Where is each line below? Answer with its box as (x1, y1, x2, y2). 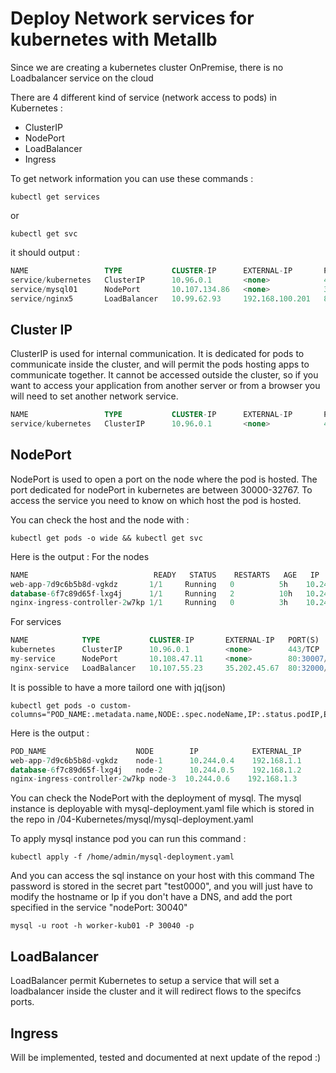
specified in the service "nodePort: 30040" (10, 902, 188, 914)
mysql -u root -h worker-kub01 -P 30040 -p (10, 921, 195, 931)
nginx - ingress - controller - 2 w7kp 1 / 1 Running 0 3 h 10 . (10, 598, 320, 608)
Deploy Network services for (10, 7, 255, 30)
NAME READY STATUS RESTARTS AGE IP (10, 570, 320, 580)
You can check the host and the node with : (10, 513, 190, 526)
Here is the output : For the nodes (10, 550, 150, 562)
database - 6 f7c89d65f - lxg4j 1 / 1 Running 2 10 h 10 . (10, 588, 320, 599)
